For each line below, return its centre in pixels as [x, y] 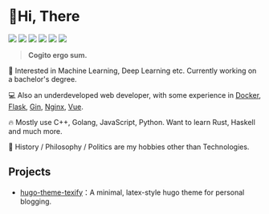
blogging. [36, 201]
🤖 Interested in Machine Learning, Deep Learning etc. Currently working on [132, 71]
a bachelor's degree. [43, 79]
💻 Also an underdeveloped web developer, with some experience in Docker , [135, 95]
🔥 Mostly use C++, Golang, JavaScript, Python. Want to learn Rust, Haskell [132, 122]
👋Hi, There [44, 16]
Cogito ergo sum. [57, 55]
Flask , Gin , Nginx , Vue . [46, 107]
